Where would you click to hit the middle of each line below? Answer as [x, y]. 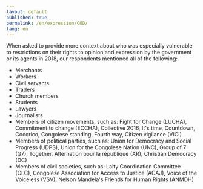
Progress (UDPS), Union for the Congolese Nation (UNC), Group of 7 [101, 147]
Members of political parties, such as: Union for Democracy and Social [103, 141]
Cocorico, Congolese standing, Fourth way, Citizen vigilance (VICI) [98, 135]
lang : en [17, 29]
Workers [25, 77]
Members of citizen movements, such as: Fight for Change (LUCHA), [101, 122]
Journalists [29, 115]
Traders [25, 90]
